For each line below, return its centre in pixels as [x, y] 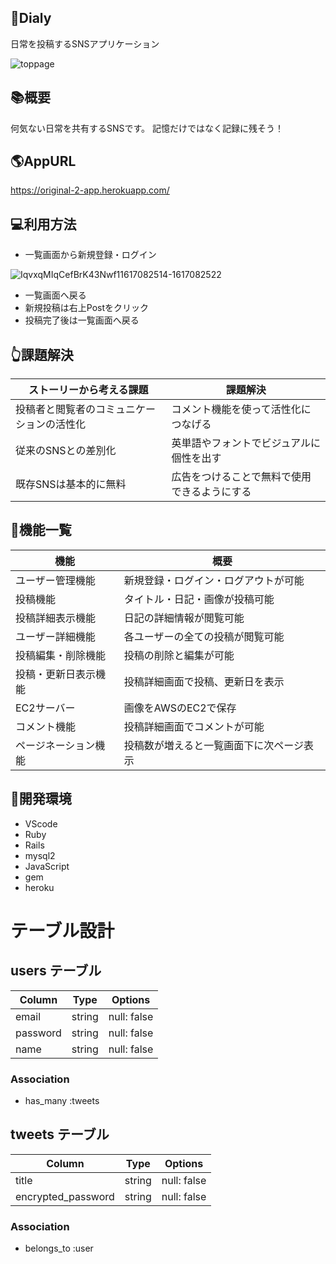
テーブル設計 [62, 930]
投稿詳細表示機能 [56, 618]
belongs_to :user [59, 1248]
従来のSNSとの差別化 [66, 451]
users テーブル [56, 971]
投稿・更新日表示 [56, 674]
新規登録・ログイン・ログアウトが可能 [214, 580]
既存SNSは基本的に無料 [71, 484]
